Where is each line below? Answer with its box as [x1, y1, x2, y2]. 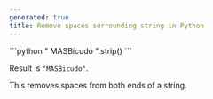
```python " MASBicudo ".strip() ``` [9, 45, 133, 56]
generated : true [9, 12, 69, 22]
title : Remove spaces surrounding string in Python [9, 21, 204, 30]
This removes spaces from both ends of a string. [9, 80, 188, 90]
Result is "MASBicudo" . [9, 63, 89, 73]
